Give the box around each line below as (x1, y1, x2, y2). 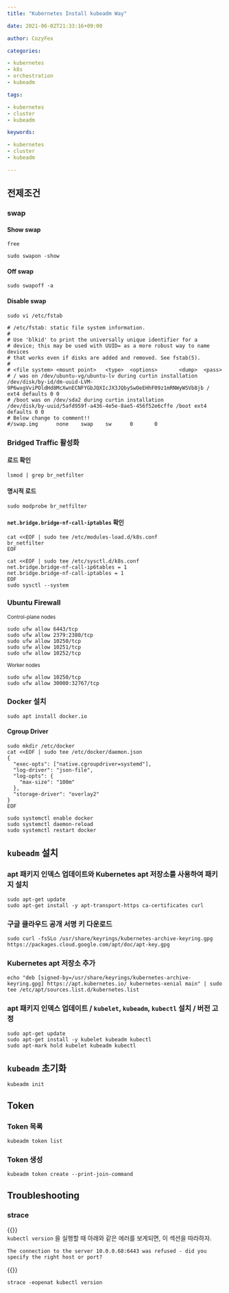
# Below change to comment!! (7, 414, 91, 422)
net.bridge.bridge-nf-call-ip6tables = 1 (7, 564, 128, 571)
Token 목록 (7, 1122, 43, 1131)
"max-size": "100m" (19, 779, 75, 785)
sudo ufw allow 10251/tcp (7, 644, 81, 651)
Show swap (7, 225, 41, 234)
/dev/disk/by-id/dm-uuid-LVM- (7, 378, 94, 385)
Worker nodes (7, 662, 41, 669)
